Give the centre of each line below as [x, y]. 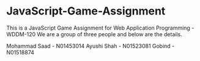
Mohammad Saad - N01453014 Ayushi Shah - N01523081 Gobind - [91, 46]
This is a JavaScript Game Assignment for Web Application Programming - [100, 28]
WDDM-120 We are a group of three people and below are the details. [94, 34]
